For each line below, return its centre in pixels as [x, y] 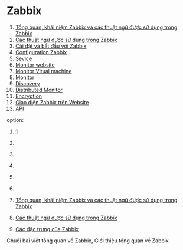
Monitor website [35, 65]
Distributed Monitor [39, 90]
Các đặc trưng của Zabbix [47, 229]
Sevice [24, 58]
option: [15, 120]
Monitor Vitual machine [43, 71]
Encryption [29, 96]
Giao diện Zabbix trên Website [52, 102]
